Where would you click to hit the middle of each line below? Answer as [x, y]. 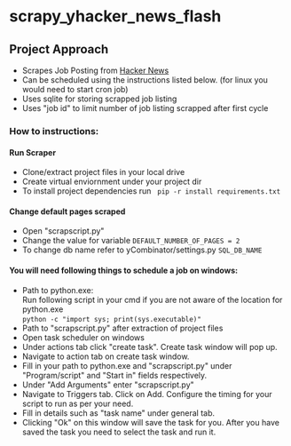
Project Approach [59, 49]
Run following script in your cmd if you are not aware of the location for [152, 299]
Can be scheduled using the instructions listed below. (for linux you [145, 80]
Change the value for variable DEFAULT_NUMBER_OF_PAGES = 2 [131, 241]
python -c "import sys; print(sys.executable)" [111, 319]
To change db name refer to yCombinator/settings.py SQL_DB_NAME [142, 250]
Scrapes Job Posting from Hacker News [95, 70]
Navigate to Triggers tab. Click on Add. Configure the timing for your [147, 394]
